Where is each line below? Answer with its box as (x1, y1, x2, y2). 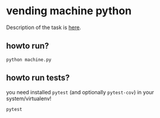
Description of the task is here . (6, 24, 81, 31)
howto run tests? (6, 73, 70, 83)
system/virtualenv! (6, 95, 52, 102)
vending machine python (6, 4, 132, 18)
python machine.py (6, 56, 52, 63)
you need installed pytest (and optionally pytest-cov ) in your (6, 88, 154, 95)
